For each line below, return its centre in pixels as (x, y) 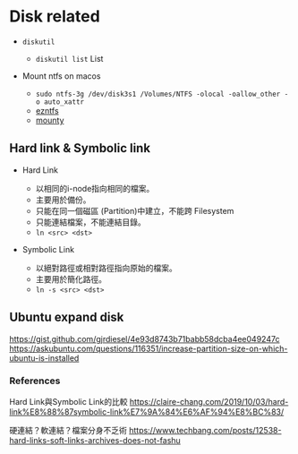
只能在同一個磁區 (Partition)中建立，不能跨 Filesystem (135, 210)
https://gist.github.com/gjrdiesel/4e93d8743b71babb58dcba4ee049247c (145, 338)
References (35, 381)
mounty (50, 120)
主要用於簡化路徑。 (71, 278)
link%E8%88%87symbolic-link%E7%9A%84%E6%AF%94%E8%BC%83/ (147, 411)
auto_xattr (64, 102)
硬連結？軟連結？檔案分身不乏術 (68, 430)
